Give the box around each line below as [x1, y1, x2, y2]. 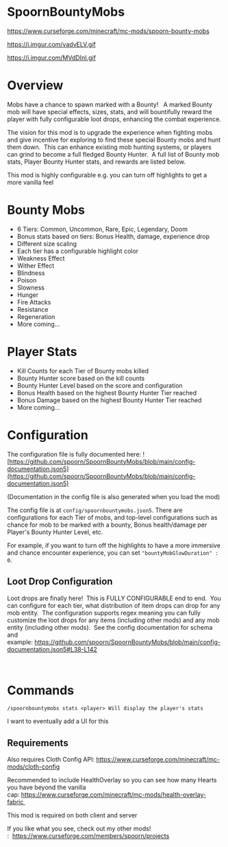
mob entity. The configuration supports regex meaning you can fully [7, 608, 201, 617]
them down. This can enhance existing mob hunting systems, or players [7, 142, 212, 151]
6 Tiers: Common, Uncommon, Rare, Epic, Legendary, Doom [16, 225, 188, 233]
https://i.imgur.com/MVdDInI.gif [7, 53, 96, 62]
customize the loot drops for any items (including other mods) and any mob [7, 616, 220, 624]
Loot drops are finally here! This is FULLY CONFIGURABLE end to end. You [7, 594, 221, 602]
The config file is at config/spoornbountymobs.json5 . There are [7, 506, 183, 514]
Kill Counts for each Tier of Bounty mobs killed [16, 366, 149, 375]
